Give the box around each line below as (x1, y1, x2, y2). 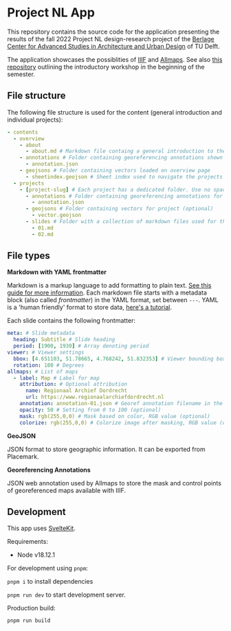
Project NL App (7, 5, 95, 21)
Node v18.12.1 (16, 551, 55, 559)
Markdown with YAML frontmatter (7, 268, 107, 276)
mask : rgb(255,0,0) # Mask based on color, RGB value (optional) (19, 413, 211, 420)
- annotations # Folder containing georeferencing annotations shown (19, 154, 223, 161)
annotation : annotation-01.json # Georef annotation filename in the (19, 400, 223, 407)
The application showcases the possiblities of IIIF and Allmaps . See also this (7, 55, 223, 63)
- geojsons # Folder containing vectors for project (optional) (25, 205, 214, 212)
